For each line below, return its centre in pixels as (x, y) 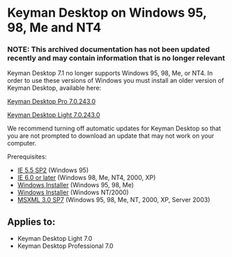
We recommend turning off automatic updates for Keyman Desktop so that (114, 128)
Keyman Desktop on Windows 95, (107, 13)
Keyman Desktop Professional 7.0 (65, 246)
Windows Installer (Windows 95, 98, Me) (76, 185)
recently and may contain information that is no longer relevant (116, 59)
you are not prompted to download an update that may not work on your (111, 136)
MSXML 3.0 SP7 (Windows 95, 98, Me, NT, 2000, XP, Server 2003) (114, 200)
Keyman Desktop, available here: (54, 88)
